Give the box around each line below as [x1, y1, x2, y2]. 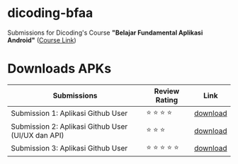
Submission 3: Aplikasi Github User [11, 143, 128, 153]
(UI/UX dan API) [11, 130, 64, 140]
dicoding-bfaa [7, 5, 93, 21]
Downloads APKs [7, 61, 112, 77]
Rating [155, 95, 178, 105]
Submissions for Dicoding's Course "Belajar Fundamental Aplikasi [7, 28, 203, 37]
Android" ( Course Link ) [7, 35, 76, 44]
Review [154, 86, 180, 96]
